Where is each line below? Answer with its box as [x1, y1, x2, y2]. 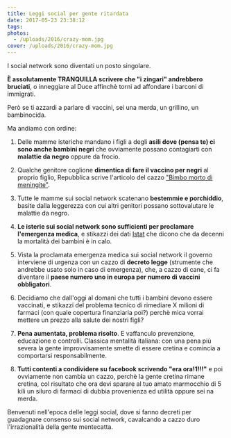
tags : [7, 23, 23, 30]
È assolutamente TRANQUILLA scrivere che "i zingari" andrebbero [7, 75, 203, 83]
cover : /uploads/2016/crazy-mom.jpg [7, 42, 113, 49]
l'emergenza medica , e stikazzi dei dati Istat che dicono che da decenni [17, 230, 224, 238]
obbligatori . [17, 280, 52, 289]
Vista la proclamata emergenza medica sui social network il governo [17, 251, 213, 259]
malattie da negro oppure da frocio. [17, 152, 120, 161]
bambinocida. [7, 111, 46, 119]
